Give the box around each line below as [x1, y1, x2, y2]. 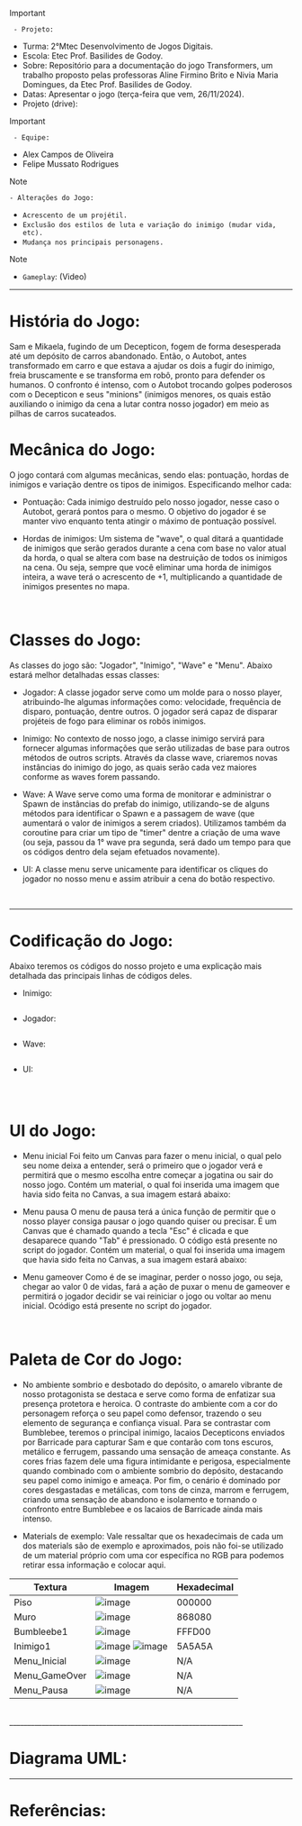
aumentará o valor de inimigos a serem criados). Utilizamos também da [22, 817, 287, 828]
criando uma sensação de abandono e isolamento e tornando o [22, 1493, 258, 1504]
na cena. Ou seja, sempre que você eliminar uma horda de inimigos [22, 561, 272, 572]
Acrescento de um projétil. [22, 211, 128, 220]
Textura [32, 1581, 67, 1593]
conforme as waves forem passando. [22, 771, 160, 782]
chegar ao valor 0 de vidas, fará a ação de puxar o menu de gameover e [22, 1281, 290, 1292]
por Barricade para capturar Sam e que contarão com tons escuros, [22, 1437, 274, 1447]
